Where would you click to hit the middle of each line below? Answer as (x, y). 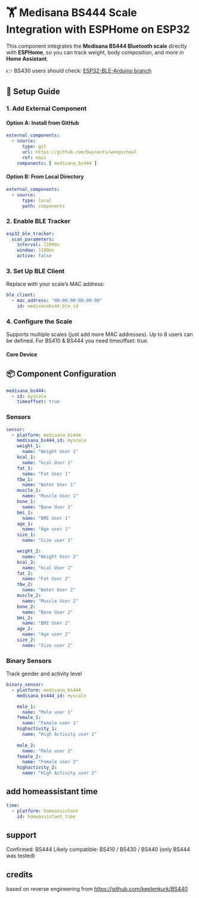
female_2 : (29, 757)
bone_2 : (26, 607)
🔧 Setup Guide (33, 92)
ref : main (34, 158)
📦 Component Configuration (61, 374)
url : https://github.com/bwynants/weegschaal (79, 152)
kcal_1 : (26, 457)
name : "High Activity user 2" (59, 773)
